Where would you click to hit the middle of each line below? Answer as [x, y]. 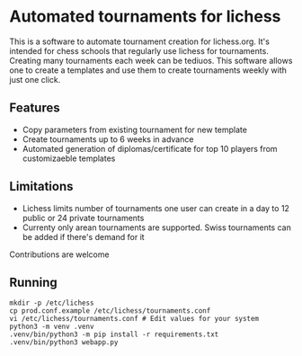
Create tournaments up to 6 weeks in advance [108, 139]
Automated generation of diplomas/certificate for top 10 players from [150, 148]
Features [35, 108]
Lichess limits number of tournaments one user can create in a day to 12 [156, 208]
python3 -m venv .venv [52, 327]
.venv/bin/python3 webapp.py [64, 343]
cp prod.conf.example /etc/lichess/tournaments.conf [110, 311]
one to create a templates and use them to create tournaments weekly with [148, 70]
